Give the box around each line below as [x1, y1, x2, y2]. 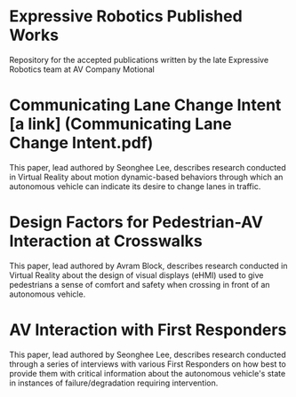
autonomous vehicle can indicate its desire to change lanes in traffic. [9, 180, 261, 192]
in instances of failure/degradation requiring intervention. [9, 377, 219, 388]
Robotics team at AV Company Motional [9, 64, 156, 75]
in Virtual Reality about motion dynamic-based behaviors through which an [9, 171, 284, 182]
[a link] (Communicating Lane [9, 114, 233, 134]
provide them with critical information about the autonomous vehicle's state [9, 368, 286, 378]
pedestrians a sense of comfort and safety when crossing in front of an [9, 279, 270, 290]
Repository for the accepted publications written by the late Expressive [9, 54, 269, 65]
